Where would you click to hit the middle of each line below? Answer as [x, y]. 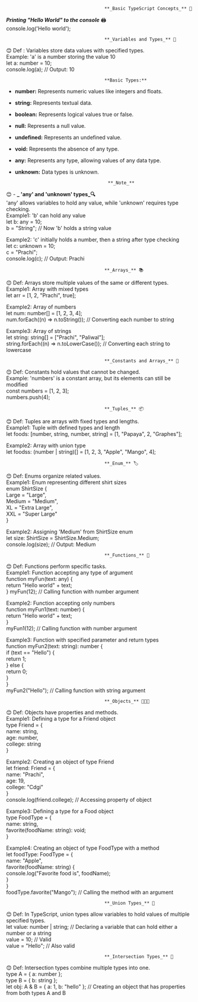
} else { [15, 665]
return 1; [16, 659]
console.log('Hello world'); [39, 29]
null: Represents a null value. [50, 126]
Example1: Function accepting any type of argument [70, 573]
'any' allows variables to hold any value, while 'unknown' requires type [92, 203]
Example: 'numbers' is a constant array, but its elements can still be [88, 378]
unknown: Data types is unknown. [57, 172]
